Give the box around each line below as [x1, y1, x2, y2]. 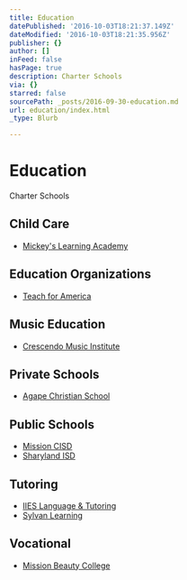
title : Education [9, 13, 75, 23]
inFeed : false [9, 55, 63, 64]
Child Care [9, 216, 70, 232]
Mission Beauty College [22, 560, 111, 571]
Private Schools [9, 366, 100, 382]
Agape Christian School [22, 391, 111, 401]
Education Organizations [9, 267, 151, 282]
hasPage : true [9, 64, 63, 73]
